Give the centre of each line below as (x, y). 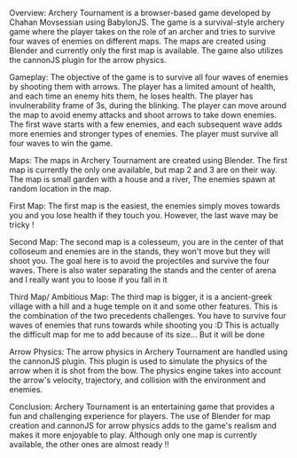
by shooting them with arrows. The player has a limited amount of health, (143, 87)
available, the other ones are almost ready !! (90, 444)
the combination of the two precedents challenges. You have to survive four (148, 316)
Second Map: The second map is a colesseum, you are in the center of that (146, 242)
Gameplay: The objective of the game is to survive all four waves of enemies (149, 77)
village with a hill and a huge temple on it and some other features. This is (144, 306)
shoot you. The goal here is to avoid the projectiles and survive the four (140, 261)
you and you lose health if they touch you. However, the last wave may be (144, 215)
